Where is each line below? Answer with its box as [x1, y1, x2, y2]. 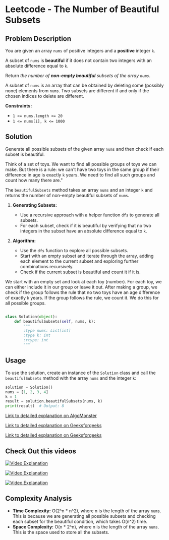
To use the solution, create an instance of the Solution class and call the [5, 370, 156, 376]
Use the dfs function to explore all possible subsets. [20, 247, 129, 253]
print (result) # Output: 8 [5, 403, 65, 409]
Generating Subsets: [12, 202, 57, 208]
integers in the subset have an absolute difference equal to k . [20, 228, 147, 234]
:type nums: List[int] [23, 328, 71, 333]
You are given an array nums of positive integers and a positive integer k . [5, 48, 155, 53]
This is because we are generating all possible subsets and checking [12, 513, 156, 519]
